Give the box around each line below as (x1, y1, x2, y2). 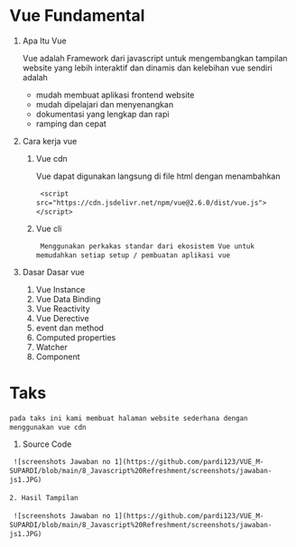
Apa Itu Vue (22, 35, 67, 46)
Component (35, 351, 80, 362)
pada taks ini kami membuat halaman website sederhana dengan (9, 413, 248, 422)
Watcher (35, 341, 68, 352)
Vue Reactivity (35, 303, 90, 314)
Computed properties (35, 331, 116, 343)
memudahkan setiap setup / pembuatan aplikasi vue (35, 250, 231, 260)
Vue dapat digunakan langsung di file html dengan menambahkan (35, 171, 282, 181)
